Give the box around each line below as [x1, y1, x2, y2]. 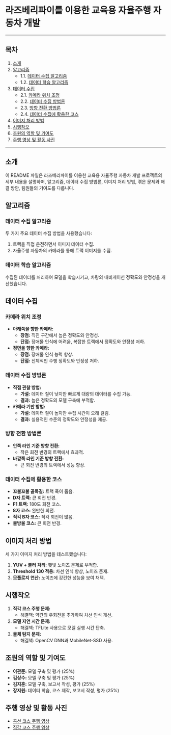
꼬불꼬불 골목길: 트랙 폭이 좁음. [12, 488, 74, 494]
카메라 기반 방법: [12, 403, 46, 409]
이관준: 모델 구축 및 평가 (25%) [12, 668, 75, 674]
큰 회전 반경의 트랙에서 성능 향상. [20, 462, 85, 468]
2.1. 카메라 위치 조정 [20, 92, 60, 98]
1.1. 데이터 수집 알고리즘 [20, 72, 67, 79]
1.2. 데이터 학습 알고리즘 [20, 79, 69, 85]
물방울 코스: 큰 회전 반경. [12, 520, 62, 527]
